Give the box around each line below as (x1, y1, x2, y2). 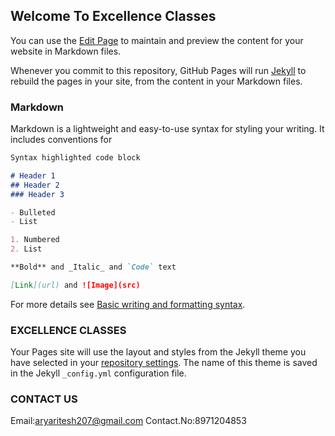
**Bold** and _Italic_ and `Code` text (10, 262, 177, 273)
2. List (10, 244, 43, 254)
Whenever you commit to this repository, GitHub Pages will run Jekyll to (10, 64, 307, 76)
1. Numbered (10, 235, 60, 245)
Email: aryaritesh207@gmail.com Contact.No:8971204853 (10, 415, 247, 427)
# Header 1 (10, 170, 56, 181)
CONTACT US (10, 392, 78, 406)
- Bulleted (10, 207, 56, 218)
